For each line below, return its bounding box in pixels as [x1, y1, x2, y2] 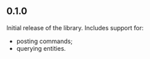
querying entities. [16, 44, 66, 52]
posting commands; [16, 37, 73, 45]
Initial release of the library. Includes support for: [6, 23, 144, 32]
